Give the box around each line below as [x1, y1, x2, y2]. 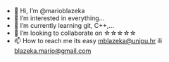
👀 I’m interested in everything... [13, 14, 105, 22]
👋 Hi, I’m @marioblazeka [13, 7, 85, 15]
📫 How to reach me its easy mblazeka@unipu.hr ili [13, 37, 163, 45]
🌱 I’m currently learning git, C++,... [13, 22, 115, 29]
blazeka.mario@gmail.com [13, 47, 92, 55]
